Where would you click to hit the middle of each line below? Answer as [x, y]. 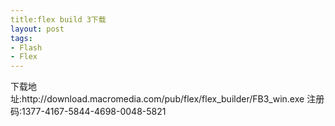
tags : [21, 38]
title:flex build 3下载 [58, 19]
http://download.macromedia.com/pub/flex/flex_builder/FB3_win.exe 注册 [173, 99]
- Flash [26, 47]
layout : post [37, 29]
